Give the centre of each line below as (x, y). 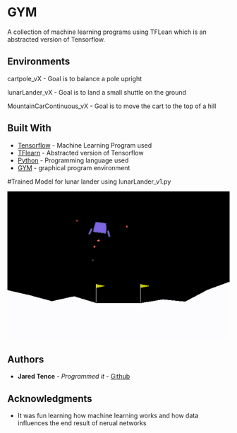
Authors (26, 359)
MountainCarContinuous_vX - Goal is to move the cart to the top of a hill (112, 106)
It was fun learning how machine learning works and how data (108, 416)
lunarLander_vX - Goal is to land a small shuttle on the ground (97, 92)
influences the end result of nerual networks (82, 423)
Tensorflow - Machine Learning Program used (85, 145)
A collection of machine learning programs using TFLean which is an (107, 32)
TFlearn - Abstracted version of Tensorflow (80, 153)
